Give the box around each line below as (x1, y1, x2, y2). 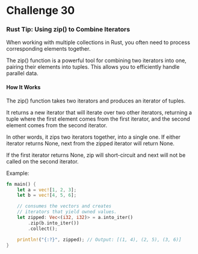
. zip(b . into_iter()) (28, 220, 79, 226)
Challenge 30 (6, 4, 75, 17)
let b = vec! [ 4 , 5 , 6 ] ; (17, 192, 77, 198)
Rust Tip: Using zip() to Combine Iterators (6, 25, 131, 34)
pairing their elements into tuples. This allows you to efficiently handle (6, 63, 180, 71)
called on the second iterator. (6, 157, 79, 165)
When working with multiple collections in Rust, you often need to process (6, 39, 191, 46)
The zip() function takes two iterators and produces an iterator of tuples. (6, 97, 185, 104)
